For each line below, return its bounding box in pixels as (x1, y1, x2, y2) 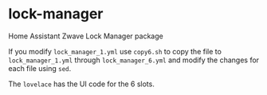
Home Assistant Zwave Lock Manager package (8, 31, 163, 41)
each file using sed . (8, 63, 72, 73)
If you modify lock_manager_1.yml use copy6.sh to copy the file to (8, 46, 222, 56)
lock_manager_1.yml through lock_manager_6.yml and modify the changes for (8, 55, 260, 65)
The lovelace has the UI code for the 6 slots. (8, 79, 155, 89)
